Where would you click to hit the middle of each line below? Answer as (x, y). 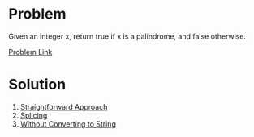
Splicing (34, 115)
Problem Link (30, 52)
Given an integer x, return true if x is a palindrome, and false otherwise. (127, 36)
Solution (37, 85)
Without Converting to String (68, 124)
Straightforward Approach (64, 106)
